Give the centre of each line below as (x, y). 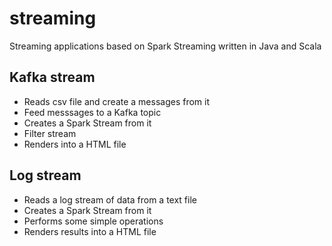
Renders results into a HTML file (90, 231)
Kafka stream (52, 77)
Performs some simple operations (93, 221)
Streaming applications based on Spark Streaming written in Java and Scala (165, 46)
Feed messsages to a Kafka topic (92, 112)
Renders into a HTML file (75, 144)
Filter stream (50, 133)
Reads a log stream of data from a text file (110, 199)
